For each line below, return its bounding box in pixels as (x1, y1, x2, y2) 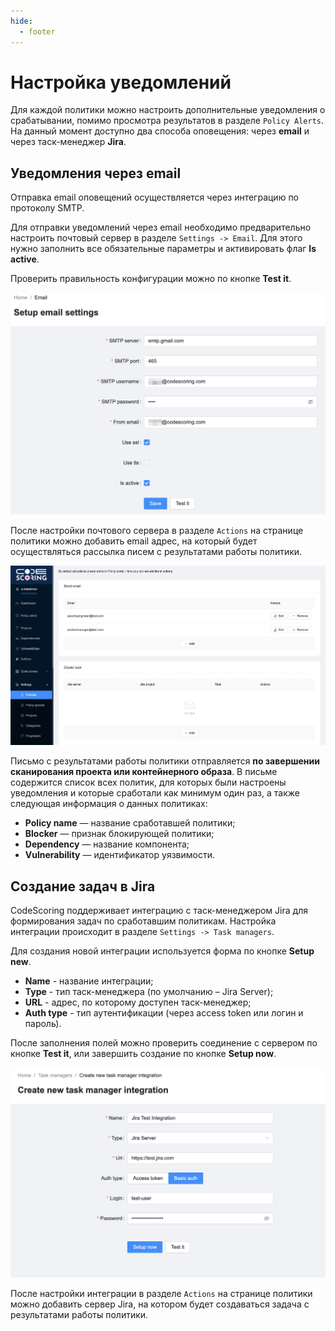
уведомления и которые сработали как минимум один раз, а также (10, 787, 300, 799)
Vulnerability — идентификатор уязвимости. (24, 849, 215, 861)
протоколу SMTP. (10, 202, 85, 214)
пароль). (24, 1018, 62, 1030)
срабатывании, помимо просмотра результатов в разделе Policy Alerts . (10, 115, 325, 127)
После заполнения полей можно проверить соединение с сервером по (10, 1037, 318, 1049)
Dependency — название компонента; (24, 838, 190, 850)
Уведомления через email (10, 165, 182, 182)
